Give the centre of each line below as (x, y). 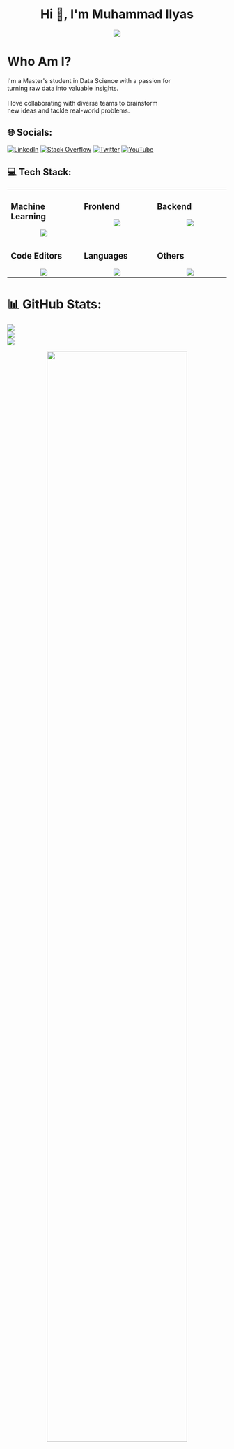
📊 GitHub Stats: (55, 304)
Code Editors (37, 256)
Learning (29, 217)
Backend (174, 206)
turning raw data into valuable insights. (63, 88)
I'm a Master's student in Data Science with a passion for (89, 80)
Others (171, 256)
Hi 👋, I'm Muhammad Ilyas (117, 14)
